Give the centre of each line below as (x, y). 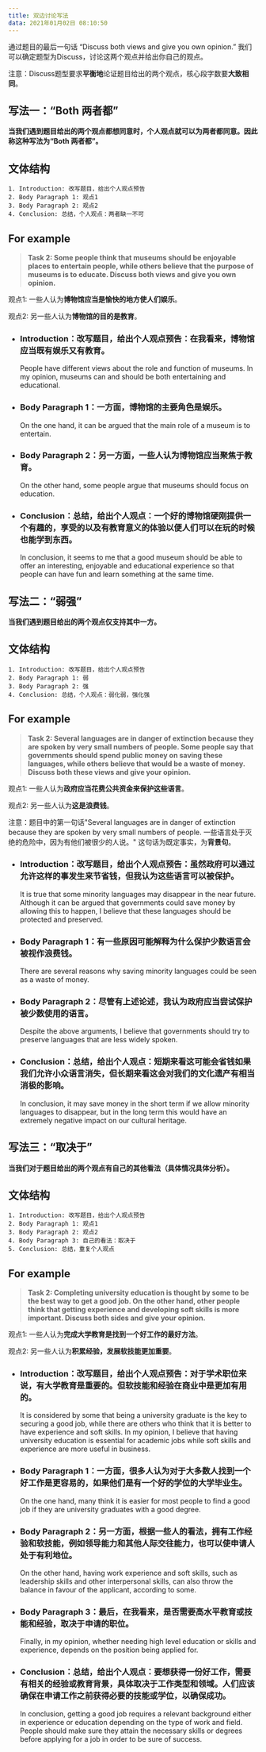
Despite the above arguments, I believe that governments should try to (135, 1031)
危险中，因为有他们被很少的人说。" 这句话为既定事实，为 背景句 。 (129, 841)
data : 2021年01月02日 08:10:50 (58, 23)
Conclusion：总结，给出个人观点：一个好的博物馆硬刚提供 (131, 515)
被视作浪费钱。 (48, 953)
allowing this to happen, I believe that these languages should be (125, 911)
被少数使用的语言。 (56, 1014)
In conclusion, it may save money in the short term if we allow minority (135, 1103)
